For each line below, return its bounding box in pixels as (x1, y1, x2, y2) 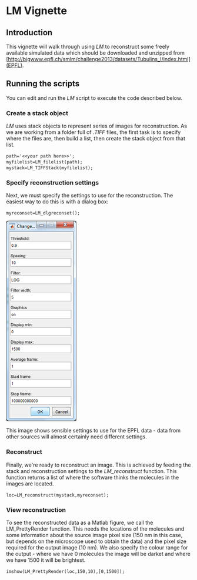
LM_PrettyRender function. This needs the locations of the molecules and (6, 525, 185, 532)
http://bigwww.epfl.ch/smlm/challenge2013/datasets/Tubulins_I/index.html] (8, 56, 191, 62)
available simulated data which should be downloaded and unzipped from (6, 49, 185, 56)
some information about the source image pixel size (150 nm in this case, (6, 532, 183, 538)
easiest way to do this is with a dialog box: (6, 198, 109, 205)
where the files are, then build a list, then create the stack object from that (6, 135, 185, 142)
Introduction (6, 28, 53, 38)
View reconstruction (6, 505, 66, 514)
